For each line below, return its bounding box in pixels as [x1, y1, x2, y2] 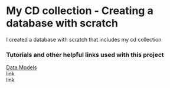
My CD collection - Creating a [6, 4, 153, 18]
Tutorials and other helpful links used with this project [6, 50, 164, 59]
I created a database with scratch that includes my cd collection [6, 36, 162, 43]
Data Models [6, 64, 37, 71]
